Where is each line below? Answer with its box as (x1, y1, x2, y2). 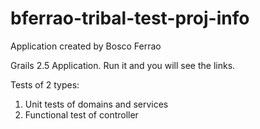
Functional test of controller (24, 108, 139, 121)
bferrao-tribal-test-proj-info (10, 7, 250, 30)
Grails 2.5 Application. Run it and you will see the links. (10, 59, 236, 71)
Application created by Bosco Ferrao (10, 40, 162, 52)
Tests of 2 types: (10, 78, 80, 91)
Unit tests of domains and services (24, 98, 169, 110)
